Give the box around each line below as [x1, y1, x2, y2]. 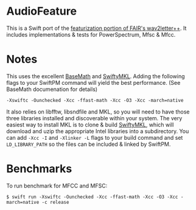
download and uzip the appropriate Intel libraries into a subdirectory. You [6, 127, 189, 135]
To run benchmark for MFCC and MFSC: [6, 182, 108, 189]
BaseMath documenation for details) [6, 85, 98, 93]
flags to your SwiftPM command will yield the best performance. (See [6, 79, 181, 86]
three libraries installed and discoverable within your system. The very [6, 114, 183, 121]
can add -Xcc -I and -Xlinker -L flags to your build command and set [6, 134, 183, 141]
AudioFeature [6, 4, 77, 18]
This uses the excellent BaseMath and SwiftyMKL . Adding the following [6, 72, 185, 80]
